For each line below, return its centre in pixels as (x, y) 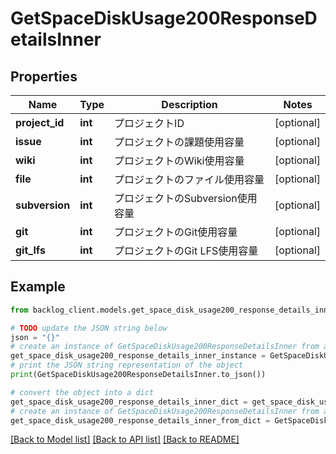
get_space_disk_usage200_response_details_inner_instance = (138, 356)
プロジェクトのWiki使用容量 (179, 160)
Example (38, 287)
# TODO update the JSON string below (89, 328)
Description (189, 104)
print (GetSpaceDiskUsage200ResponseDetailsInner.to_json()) (138, 375)
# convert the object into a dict (82, 392)
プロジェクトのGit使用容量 (176, 232)
